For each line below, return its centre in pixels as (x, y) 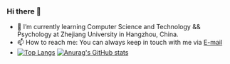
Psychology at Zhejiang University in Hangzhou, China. (98, 34)
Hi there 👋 (24, 11)
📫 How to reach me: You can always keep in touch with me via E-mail (120, 43)
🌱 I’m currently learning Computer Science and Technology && (109, 27)
